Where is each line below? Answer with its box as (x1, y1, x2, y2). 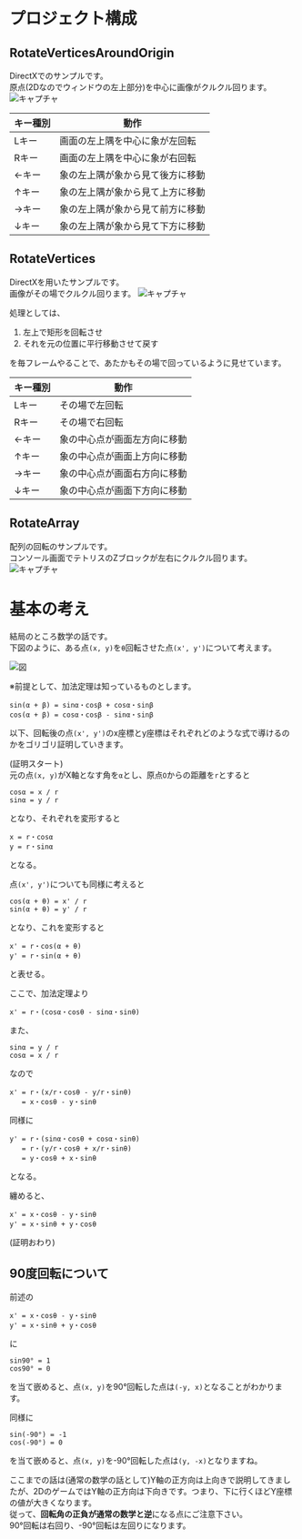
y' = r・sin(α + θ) (9, 951, 82, 961)
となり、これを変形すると (9, 921, 106, 932)
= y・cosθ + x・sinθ (21, 1153, 97, 1162)
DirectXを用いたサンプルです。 (9, 277, 125, 287)
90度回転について (9, 1265, 109, 1281)
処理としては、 (9, 307, 65, 318)
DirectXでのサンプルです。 (9, 70, 109, 81)
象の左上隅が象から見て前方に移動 (59, 203, 206, 215)
